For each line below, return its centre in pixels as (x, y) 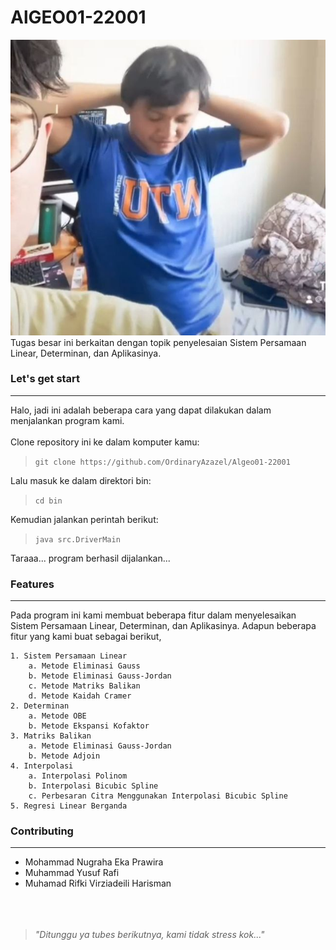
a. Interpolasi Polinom (78, 776)
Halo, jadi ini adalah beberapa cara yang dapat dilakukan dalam (141, 410)
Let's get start (45, 379)
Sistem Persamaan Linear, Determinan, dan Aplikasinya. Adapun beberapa (163, 626)
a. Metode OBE (57, 716)
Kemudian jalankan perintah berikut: (84, 519)
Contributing (42, 831)
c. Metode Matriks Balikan (84, 686)
